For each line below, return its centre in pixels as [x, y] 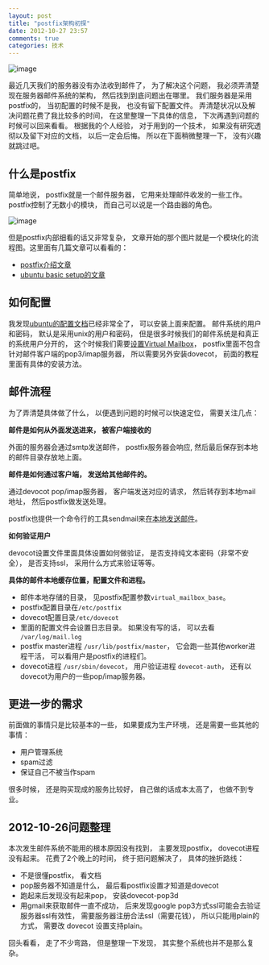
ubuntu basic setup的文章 [63, 274]
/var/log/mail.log [51, 637]
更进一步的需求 [46, 703]
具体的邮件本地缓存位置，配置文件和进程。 [79, 580]
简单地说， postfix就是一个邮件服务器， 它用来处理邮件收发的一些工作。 [128, 194]
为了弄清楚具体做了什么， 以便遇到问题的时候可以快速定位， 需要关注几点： [134, 413]
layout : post [30, 16]
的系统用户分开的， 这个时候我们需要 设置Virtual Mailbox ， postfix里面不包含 [134, 343]
